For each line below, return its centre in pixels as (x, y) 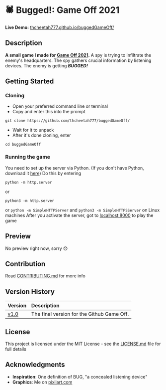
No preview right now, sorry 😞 (37, 248)
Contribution (25, 264)
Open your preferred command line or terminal (60, 106)
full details (16, 349)
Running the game (28, 157)
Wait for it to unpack (33, 130)
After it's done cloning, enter (41, 135)
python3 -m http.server (30, 200)
